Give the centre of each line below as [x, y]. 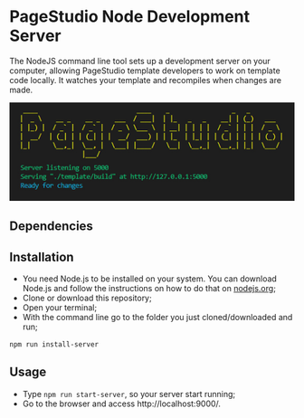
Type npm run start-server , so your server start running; [129, 394]
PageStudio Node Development [130, 17]
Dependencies [51, 227]
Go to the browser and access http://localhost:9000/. [122, 404]
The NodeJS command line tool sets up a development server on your [140, 61]
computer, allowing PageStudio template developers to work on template [145, 71]
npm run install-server [54, 344]
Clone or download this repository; [87, 298]
